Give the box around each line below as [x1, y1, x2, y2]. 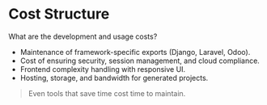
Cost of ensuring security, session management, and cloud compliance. [19, 56, 261, 65]
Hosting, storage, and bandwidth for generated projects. [19, 73, 209, 82]
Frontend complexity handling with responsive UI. [19, 64, 186, 73]
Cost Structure [8, 5, 110, 23]
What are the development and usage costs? [8, 31, 158, 41]
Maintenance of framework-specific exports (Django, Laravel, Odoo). [19, 47, 251, 57]
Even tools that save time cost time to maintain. [28, 88, 186, 98]
